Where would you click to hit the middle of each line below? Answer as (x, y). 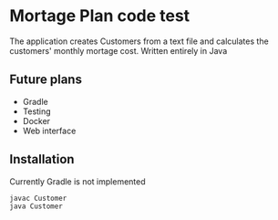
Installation (42, 159)
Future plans (46, 80)
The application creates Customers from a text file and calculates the (139, 41)
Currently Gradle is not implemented (77, 181)
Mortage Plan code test (100, 16)
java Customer (36, 206)
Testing (37, 111)
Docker (36, 120)
